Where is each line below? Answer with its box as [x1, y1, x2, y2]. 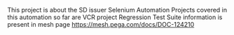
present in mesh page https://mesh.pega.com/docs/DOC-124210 [7, 21, 195, 28]
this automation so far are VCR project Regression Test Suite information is [7, 13, 223, 21]
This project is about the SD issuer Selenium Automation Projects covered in [7, 6, 228, 14]
